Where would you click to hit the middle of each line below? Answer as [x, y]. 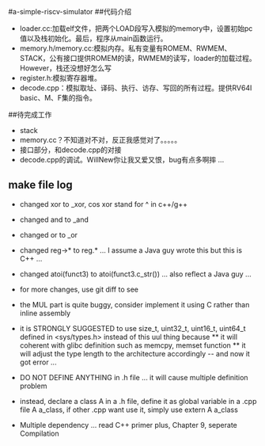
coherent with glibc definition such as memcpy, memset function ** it [132, 345]
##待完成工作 [30, 114]
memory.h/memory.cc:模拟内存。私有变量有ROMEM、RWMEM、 [125, 48]
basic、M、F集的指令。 [58, 98]
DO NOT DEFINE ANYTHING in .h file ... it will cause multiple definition [134, 377]
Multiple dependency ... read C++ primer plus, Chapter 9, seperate [128, 425]
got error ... [38, 362]
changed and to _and [54, 219]
